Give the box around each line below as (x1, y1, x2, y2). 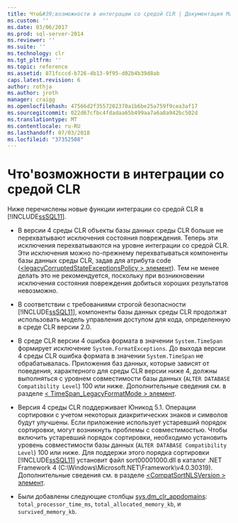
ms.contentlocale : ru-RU (7, 122, 81, 130)
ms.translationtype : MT (7, 116, 78, 123)
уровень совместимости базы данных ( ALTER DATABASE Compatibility (17, 441, 227, 449)
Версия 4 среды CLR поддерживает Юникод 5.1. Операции (17, 403, 196, 412)
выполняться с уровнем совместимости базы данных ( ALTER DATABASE (17, 374, 230, 383)
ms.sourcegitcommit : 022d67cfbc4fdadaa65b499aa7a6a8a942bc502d (7, 109, 198, 116)
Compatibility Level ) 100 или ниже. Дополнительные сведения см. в (17, 382, 227, 390)
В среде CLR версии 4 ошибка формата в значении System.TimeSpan (17, 336, 223, 345)
